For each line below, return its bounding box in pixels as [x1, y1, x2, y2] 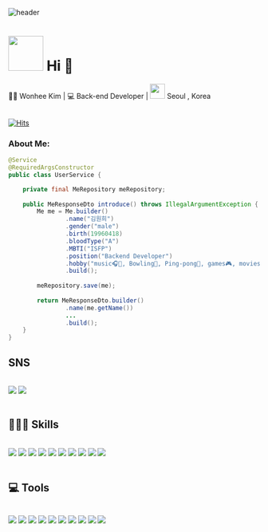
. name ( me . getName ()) [65, 304, 134, 312]
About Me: [8, 138, 50, 149]
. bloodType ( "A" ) [65, 237, 120, 245]
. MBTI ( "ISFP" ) [65, 244, 112, 253]
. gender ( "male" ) [65, 223, 120, 231]
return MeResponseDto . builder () [37, 296, 145, 305]
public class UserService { [8, 171, 102, 179]
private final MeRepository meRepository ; [22, 185, 166, 193]
